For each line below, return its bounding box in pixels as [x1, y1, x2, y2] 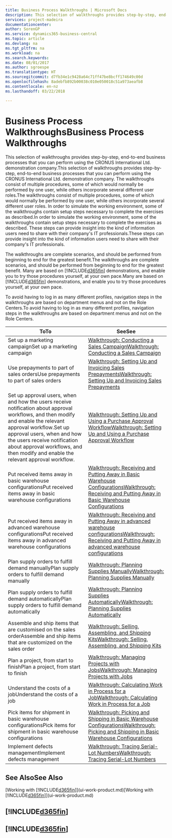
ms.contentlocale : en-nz [5, 84, 58, 89]
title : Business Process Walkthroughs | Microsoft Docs [5, 7, 127, 13]
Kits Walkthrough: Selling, [88, 636, 148, 643]
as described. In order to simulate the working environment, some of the [5, 214, 157, 220]
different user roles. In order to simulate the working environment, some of [5, 203, 163, 209]
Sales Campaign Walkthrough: [88, 343, 159, 350]
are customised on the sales [8, 626, 76, 633]
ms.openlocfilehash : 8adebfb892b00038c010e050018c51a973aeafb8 [5, 79, 143, 84]
